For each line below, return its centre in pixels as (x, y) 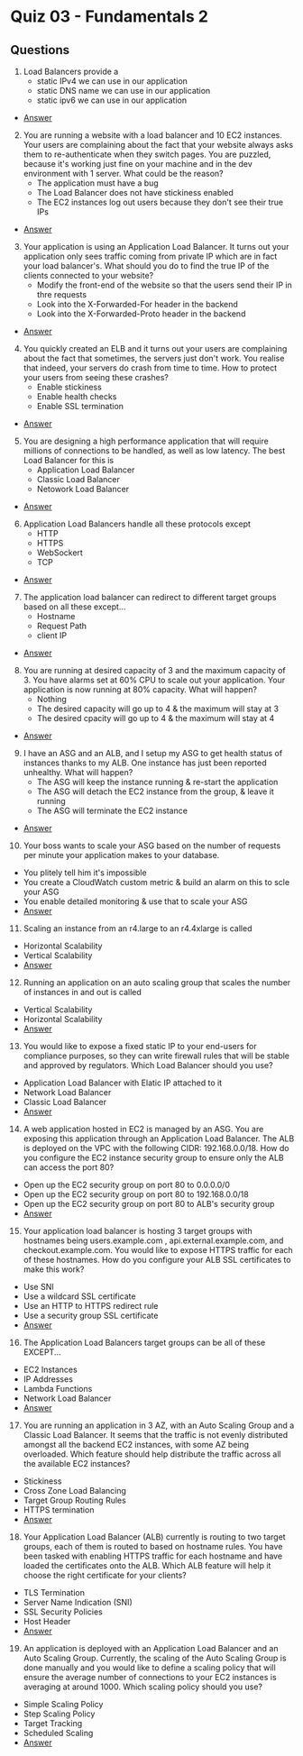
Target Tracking (53, 1723)
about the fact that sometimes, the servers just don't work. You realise (154, 358)
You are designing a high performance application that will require (146, 441)
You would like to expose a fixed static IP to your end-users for (140, 1046)
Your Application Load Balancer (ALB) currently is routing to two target (155, 1537)
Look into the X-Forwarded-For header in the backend (137, 304)
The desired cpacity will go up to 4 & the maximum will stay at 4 (156, 718)
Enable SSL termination (80, 406)
